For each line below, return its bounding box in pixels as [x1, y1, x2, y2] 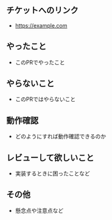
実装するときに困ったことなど [15, 170, 90, 177]
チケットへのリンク [6, 5, 79, 16]
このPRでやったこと [15, 58, 65, 66]
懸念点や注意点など [15, 207, 64, 214]
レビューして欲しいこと [6, 152, 94, 163]
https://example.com [15, 21, 68, 29]
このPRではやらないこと [15, 96, 76, 103]
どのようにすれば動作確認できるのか [15, 133, 107, 140]
